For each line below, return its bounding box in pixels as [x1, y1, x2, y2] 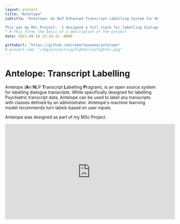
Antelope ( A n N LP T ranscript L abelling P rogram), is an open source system [5, 84, 156, 90]
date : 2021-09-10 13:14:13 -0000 [5, 34, 73, 39]
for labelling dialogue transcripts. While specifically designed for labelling [5, 89, 152, 95]
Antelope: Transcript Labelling [5, 68, 130, 79]
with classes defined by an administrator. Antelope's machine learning [5, 99, 146, 105]
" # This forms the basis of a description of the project [5, 30, 127, 34]
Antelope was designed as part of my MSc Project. [5, 114, 107, 120]
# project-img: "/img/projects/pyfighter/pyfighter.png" [5, 47, 123, 52]
